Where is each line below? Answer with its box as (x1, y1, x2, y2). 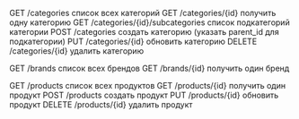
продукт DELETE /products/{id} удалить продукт (9, 99, 193, 110)
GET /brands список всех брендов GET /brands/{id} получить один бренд (9, 63, 290, 73)
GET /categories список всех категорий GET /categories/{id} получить (9, 8, 277, 18)
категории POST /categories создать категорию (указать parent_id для (9, 27, 280, 37)
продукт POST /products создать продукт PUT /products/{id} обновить (9, 89, 279, 100)
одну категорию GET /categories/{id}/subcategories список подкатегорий (9, 17, 290, 28)
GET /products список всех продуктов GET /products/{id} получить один (9, 81, 286, 90)
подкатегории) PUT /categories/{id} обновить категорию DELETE (9, 36, 258, 47)
